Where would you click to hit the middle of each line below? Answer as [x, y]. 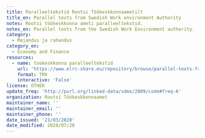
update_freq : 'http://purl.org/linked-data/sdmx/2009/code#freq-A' [94, 92]
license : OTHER [26, 86]
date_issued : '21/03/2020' [41, 120]
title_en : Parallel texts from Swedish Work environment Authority [94, 18]
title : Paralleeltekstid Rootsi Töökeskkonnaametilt [75, 12]
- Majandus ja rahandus [42, 40]
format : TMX [32, 74]
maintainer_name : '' [33, 103]
